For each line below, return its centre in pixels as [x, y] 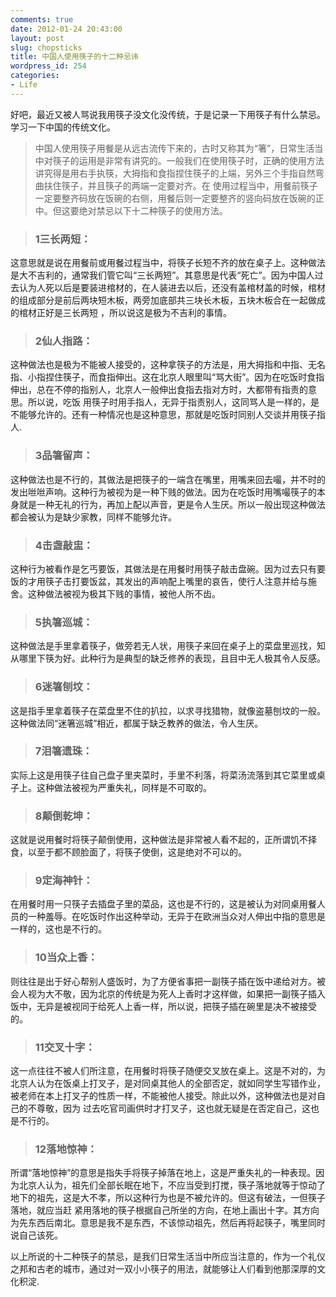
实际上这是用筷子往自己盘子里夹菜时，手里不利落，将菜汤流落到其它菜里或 [163, 775]
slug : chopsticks [46, 47]
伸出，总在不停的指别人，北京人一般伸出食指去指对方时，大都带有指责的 [159, 390]
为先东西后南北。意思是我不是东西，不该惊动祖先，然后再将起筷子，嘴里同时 [168, 1223]
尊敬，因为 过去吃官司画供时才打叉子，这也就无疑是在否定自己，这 [173, 1108]
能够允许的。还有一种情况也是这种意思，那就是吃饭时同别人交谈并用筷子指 [172, 415]
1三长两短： [63, 239]
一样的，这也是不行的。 [58, 929]
